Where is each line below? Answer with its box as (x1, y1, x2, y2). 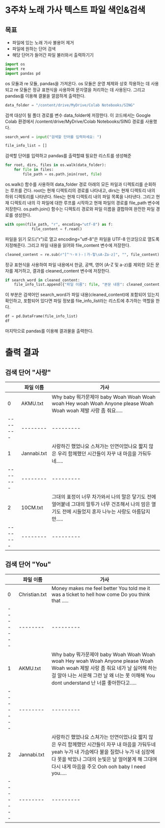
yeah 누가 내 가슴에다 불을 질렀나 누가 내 (51, 748, 140, 755)
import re (5, 66, 26, 71)
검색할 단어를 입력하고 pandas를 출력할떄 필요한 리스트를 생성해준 (5, 153, 132, 159)
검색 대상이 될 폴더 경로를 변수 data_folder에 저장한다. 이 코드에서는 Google (5, 112, 151, 118)
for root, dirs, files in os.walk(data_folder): (5, 163, 107, 168)
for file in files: (14, 167, 54, 172)
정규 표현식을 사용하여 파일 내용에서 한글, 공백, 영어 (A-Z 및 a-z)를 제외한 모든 (5, 262, 155, 268)
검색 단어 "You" (5, 560, 52, 569)
